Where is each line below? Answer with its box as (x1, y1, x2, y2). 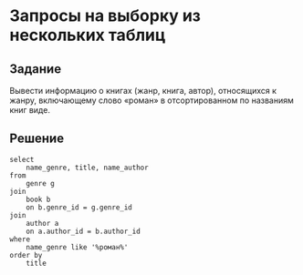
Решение (9, 131, 65, 147)
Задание (9, 61, 62, 76)
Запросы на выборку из (9, 5, 201, 26)
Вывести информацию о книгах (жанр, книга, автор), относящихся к (9, 86, 277, 96)
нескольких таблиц (9, 25, 166, 46)
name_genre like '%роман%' (26, 242, 129, 251)
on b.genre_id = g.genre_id (26, 202, 132, 212)
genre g (26, 178, 55, 188)
